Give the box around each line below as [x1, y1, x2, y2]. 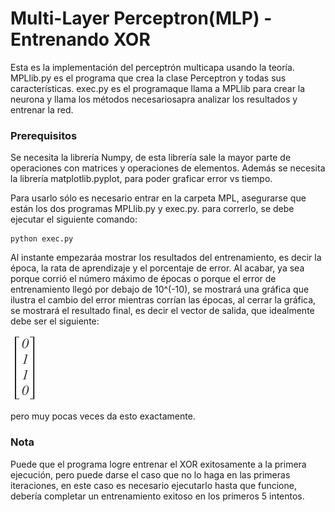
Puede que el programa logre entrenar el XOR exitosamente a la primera [10, 458, 307, 470]
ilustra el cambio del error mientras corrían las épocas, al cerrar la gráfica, [10, 294, 317, 306]
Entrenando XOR [10, 28, 151, 51]
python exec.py [10, 234, 74, 244]
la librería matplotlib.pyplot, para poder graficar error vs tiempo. [10, 173, 273, 185]
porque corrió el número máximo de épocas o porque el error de [10, 273, 277, 285]
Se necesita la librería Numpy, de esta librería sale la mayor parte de [10, 152, 292, 164]
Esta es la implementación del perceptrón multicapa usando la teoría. [10, 61, 295, 73]
